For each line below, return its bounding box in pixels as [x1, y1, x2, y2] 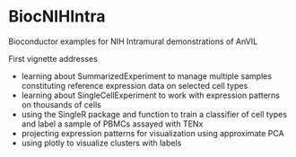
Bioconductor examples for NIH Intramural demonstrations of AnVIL [8, 36, 258, 47]
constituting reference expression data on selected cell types [21, 80, 248, 91]
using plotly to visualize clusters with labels [21, 137, 182, 148]
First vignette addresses [8, 53, 98, 64]
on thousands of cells [21, 99, 102, 109]
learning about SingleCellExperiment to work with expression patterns [21, 90, 280, 100]
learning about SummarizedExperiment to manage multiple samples [21, 70, 273, 82]
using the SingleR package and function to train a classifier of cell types [21, 109, 288, 119]
